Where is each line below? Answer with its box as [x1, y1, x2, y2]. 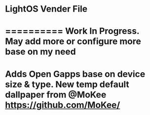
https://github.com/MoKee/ [5, 99, 121, 110]
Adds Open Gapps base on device [5, 68, 146, 80]
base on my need [5, 46, 76, 57]
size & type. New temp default [5, 79, 129, 90]
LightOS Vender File [5, 3, 88, 15]
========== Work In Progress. [5, 26, 140, 37]
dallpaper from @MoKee [5, 89, 107, 100]
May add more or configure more [5, 36, 141, 47]
